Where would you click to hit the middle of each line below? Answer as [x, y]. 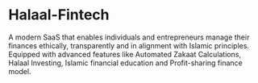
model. [20, 71]
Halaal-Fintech [59, 15]
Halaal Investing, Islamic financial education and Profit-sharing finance [126, 63]
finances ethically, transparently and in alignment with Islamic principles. [129, 45]
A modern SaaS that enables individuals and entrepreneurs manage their [129, 37]
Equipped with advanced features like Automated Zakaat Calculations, [125, 54]
